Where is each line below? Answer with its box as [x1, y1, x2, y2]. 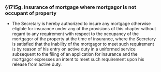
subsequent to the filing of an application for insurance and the [12, 51, 138, 57]
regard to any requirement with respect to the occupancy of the [12, 31, 139, 37]
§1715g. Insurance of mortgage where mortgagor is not [5, 4, 136, 11]
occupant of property [5, 10, 57, 16]
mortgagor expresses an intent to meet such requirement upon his [12, 57, 144, 62]
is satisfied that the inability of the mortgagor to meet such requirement [12, 41, 154, 47]
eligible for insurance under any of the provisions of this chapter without [12, 26, 156, 32]
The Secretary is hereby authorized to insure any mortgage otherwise [12, 21, 151, 26]
